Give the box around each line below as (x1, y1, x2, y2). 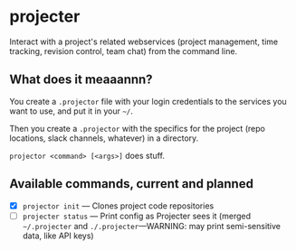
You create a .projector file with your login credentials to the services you (9, 96, 287, 106)
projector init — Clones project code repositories (22, 200, 215, 211)
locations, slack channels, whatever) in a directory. (9, 133, 199, 144)
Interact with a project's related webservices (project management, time (9, 36, 279, 47)
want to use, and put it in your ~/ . (9, 106, 134, 116)
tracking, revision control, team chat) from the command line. (9, 45, 238, 56)
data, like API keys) (22, 230, 94, 241)
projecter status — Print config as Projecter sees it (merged (22, 210, 252, 221)
